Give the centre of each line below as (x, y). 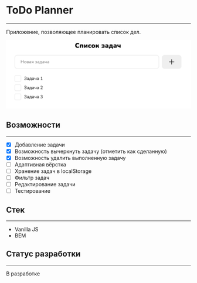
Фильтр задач (32, 178)
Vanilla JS (26, 230)
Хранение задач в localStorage (53, 171)
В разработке (23, 274)
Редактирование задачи (45, 185)
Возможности (33, 125)
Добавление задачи (40, 145)
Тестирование (33, 191)
